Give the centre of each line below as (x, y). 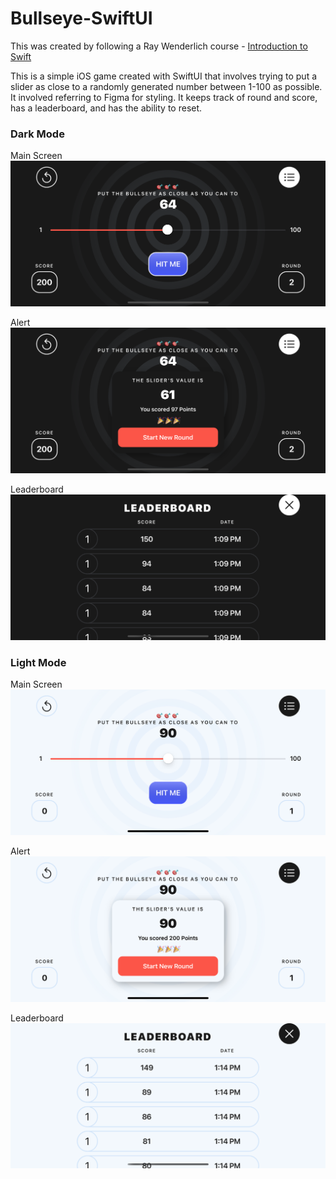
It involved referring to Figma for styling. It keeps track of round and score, (164, 97)
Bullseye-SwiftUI (81, 18)
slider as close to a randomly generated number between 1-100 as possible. (166, 86)
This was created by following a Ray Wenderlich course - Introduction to (159, 46)
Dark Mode (37, 134)
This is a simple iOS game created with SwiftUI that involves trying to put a (164, 76)
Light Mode (38, 662)
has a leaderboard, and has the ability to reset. (106, 108)
